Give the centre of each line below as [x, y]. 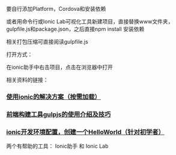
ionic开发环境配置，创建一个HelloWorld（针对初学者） [86, 132]
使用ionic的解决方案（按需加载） [53, 96]
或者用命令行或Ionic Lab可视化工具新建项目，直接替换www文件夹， [90, 22]
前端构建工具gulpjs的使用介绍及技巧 [59, 114]
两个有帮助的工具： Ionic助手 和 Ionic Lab [57, 146]
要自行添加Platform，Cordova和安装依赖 [56, 9]
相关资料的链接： [27, 80]
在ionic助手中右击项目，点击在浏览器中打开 [59, 67]
